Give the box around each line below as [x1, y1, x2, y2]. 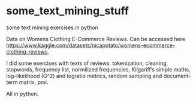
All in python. [6, 90, 39, 97]
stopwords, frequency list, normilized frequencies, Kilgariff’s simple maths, [6, 65, 191, 73]
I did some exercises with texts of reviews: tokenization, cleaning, [6, 60, 168, 67]
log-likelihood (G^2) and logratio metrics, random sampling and [6, 72, 162, 79]
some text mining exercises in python [6, 24, 99, 31]
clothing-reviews [6, 48, 48, 55]
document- [163, 72, 191, 79]
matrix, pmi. [19, 79, 49, 86]
